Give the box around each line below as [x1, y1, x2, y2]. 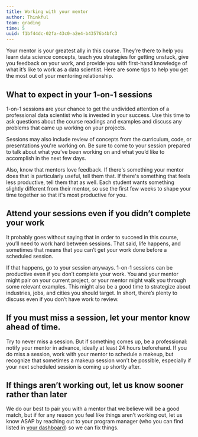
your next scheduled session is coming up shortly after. [6, 363, 141, 370]
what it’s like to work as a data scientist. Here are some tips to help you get [6, 66, 189, 73]
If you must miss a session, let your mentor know [6, 313, 190, 323]
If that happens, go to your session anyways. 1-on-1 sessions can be [6, 264, 173, 271]
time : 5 [6, 25, 25, 31]
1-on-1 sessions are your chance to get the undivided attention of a [6, 105, 170, 112]
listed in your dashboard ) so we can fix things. [6, 424, 119, 431]
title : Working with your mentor [6, 8, 89, 15]
